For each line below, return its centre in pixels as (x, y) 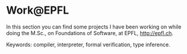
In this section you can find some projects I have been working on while (94, 27)
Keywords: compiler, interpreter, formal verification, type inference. (88, 45)
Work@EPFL (38, 10)
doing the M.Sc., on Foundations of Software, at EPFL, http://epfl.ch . (90, 33)
